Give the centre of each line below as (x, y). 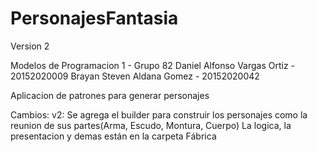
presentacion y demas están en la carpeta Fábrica (113, 136)
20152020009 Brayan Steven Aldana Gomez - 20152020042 (135, 76)
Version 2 (30, 46)
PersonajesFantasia (94, 18)
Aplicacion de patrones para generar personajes (110, 95)
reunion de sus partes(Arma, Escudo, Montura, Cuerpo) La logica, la (151, 125)
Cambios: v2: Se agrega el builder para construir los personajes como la (159, 114)
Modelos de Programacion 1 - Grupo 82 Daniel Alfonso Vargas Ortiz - (153, 65)
